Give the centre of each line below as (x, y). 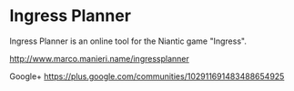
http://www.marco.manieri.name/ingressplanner (99, 58)
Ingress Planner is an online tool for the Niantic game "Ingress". (128, 41)
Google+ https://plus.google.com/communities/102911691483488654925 (147, 76)
